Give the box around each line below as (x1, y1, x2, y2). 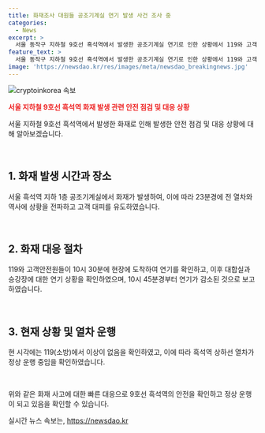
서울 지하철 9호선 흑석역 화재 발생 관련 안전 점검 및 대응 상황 (8, 102, 190, 111)
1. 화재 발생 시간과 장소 (8, 170, 112, 183)
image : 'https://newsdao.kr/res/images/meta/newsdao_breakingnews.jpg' (8, 63, 248, 71)
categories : (8, 19, 47, 27)
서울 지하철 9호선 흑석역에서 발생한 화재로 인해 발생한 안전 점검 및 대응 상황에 (8, 119, 246, 129)
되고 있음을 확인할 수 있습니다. (16, 399, 110, 409)
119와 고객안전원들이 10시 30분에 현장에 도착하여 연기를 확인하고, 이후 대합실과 (8, 265, 251, 274)
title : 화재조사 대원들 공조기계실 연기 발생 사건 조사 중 (8, 11, 171, 20)
